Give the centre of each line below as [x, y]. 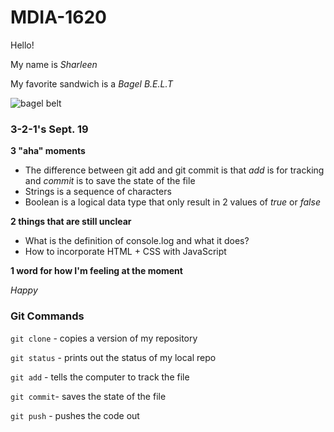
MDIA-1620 [58, 17]
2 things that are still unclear [71, 222]
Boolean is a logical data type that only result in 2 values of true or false [172, 202]
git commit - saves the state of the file [88, 396]
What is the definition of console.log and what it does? [137, 241]
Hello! [22, 45]
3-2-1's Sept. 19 [49, 129]
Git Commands [47, 316]
